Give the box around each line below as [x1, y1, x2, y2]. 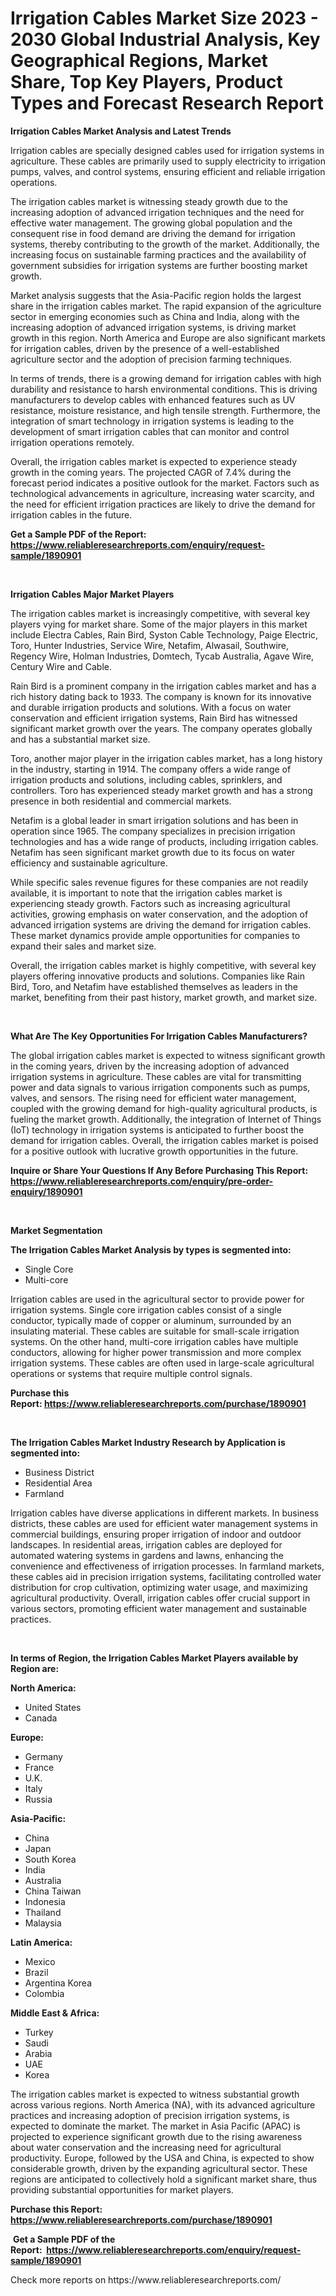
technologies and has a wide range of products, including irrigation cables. [10, 835, 319, 847]
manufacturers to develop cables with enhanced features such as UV [10, 393, 296, 406]
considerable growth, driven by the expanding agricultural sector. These [10, 2162, 308, 2174]
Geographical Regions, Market [10, 50, 268, 72]
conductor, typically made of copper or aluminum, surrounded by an [10, 1314, 292, 1326]
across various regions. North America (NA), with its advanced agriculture [10, 2098, 316, 2111]
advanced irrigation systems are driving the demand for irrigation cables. [10, 918, 312, 931]
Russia [24, 1793, 53, 1805]
